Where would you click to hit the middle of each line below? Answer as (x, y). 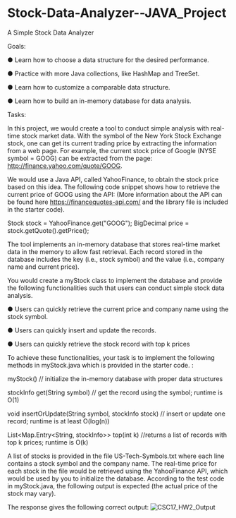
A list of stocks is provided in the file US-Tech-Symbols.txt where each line (116, 456)
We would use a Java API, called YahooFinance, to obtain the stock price (113, 179)
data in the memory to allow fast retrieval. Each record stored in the (105, 251)
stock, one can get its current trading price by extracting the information (112, 143)
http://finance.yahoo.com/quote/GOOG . (65, 165)
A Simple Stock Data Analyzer (51, 32)
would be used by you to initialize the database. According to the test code (116, 478)
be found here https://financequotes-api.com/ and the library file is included (118, 202)
